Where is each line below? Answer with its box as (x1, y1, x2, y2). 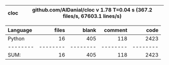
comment (104, 27, 127, 33)
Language (8, 27, 33, 33)
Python (8, 35, 25, 42)
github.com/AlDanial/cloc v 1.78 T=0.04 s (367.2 (32, 6, 152, 13)
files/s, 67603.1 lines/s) (62, 12, 122, 19)
